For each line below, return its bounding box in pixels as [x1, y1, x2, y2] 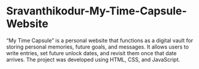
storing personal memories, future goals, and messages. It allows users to [6, 43, 189, 50]
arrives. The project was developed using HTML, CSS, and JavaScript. [6, 56, 180, 63]
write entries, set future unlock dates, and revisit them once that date [6, 49, 177, 56]
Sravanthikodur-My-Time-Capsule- [6, 4, 187, 18]
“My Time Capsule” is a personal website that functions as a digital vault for [6, 37, 194, 44]
